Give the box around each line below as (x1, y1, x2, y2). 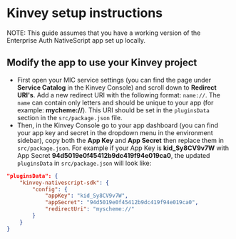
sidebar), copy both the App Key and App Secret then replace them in (16, 136, 224, 144)
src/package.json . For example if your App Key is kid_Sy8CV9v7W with (16, 144, 230, 152)
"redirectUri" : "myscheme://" (44, 206, 135, 213)
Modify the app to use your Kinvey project (6, 57, 197, 69)
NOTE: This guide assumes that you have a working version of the (6, 28, 201, 37)
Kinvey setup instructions (6, 5, 163, 21)
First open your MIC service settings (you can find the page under (16, 75, 212, 84)
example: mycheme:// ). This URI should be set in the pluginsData (16, 105, 210, 115)
